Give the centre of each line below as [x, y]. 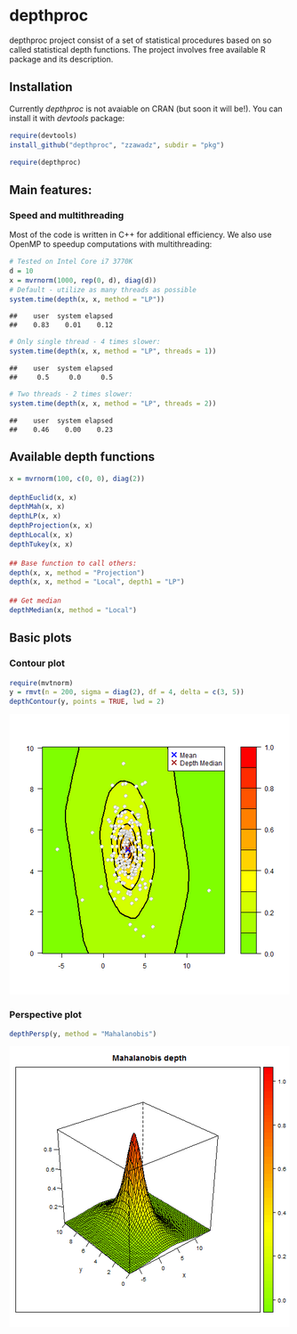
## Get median [36, 601]
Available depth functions [82, 457]
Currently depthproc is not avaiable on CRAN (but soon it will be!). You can [146, 109]
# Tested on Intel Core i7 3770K [71, 262]
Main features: [51, 189]
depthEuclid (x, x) [43, 497]
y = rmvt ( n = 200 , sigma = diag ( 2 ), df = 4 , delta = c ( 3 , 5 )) [127, 692]
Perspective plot [46, 1015]
